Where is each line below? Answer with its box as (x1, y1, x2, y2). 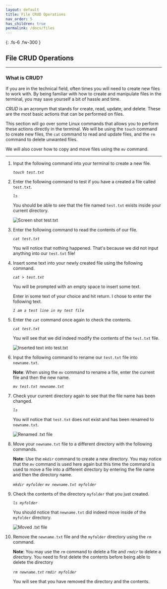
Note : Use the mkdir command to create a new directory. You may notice (12, 456, 162, 462)
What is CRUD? (5, 74, 43, 81)
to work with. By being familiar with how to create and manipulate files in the (5, 91, 162, 97)
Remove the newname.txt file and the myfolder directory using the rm (12, 534, 152, 540)
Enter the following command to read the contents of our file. (12, 227, 138, 233)
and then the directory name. (12, 472, 72, 478)
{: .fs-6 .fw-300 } (5, 39, 41, 45)
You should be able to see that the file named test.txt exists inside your (12, 202, 162, 209)
